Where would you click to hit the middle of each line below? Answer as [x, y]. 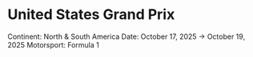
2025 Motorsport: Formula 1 [53, 44]
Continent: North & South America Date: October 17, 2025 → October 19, [127, 36]
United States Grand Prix [91, 15]
